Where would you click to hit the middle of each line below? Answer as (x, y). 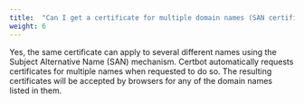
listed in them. (36, 90)
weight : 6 (28, 26)
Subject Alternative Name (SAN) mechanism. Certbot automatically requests (152, 61)
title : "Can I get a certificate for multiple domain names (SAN (137, 18)
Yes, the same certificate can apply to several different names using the (143, 51)
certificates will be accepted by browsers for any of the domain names (141, 80)
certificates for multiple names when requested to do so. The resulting (141, 71)
